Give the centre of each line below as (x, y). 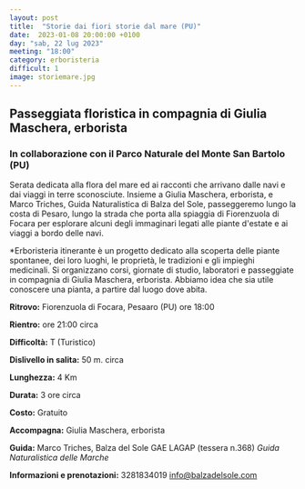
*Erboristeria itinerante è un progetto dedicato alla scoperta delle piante (145, 251)
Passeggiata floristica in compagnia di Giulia (138, 114)
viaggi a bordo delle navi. (57, 234)
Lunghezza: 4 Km (43, 377)
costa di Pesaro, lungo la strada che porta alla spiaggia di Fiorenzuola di (144, 214)
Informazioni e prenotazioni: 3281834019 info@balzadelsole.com (133, 475)
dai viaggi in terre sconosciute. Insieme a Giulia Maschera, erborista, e (142, 195)
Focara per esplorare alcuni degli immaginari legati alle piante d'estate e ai (149, 224)
